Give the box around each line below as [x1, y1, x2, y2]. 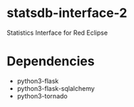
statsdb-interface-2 [6, 5, 128, 21]
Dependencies [6, 53, 95, 69]
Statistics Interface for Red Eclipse [6, 28, 108, 37]
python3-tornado [16, 91, 68, 100]
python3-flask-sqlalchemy [16, 84, 96, 93]
